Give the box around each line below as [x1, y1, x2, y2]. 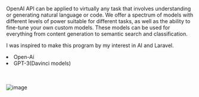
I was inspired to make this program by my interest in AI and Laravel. [6, 42, 174, 49]
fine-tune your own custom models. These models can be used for [6, 24, 170, 31]
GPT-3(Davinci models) [14, 60, 71, 67]
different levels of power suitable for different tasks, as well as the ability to [6, 18, 191, 24]
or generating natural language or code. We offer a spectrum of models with [6, 11, 194, 18]
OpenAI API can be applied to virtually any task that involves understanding [6, 5, 191, 12]
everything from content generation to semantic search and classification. [6, 30, 188, 37]
